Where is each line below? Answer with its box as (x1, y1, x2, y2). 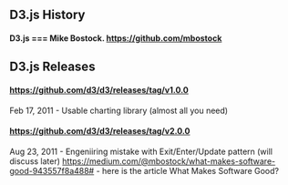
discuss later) (9, 155, 61, 167)
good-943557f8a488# (9, 165, 95, 176)
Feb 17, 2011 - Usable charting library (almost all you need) (9, 105, 229, 116)
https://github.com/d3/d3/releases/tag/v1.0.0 (9, 84, 189, 95)
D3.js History (9, 7, 86, 23)
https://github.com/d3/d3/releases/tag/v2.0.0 (9, 126, 190, 137)
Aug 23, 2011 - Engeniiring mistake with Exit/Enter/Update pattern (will (9, 146, 273, 157)
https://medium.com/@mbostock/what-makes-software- (62, 155, 276, 167)
